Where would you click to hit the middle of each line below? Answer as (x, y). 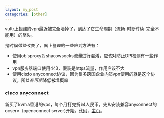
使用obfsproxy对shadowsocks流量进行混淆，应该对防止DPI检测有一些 (83, 56)
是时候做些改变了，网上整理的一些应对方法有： (52, 45)
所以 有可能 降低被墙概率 (45, 80)
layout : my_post (22, 10)
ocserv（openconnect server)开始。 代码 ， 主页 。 (55, 110)
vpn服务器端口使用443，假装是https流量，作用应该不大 (68, 68)
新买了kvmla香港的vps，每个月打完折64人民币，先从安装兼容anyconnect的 (81, 104)
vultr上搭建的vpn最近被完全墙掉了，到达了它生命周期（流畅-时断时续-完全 (80, 29)
